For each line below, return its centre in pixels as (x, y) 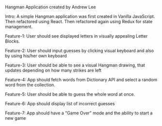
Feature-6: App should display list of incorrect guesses (60, 103)
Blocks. (13, 41)
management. (19, 27)
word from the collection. (30, 85)
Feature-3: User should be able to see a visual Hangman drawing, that (75, 65)
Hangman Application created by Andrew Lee (50, 7)
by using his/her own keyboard (36, 56)
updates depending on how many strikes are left (53, 70)
